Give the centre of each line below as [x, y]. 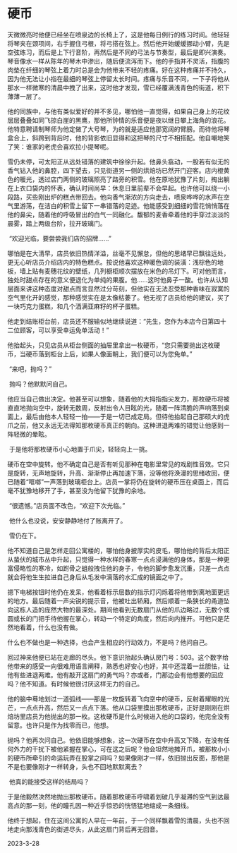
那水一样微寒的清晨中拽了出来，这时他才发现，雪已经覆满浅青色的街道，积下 [119, 87]
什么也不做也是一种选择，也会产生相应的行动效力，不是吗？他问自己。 [109, 642]
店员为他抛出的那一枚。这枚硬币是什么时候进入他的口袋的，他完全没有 [128, 716]
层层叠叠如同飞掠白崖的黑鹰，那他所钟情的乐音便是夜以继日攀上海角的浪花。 [119, 120]
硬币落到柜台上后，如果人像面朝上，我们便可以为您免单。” [109, 353]
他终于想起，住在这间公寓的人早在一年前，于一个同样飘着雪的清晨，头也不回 [119, 820]
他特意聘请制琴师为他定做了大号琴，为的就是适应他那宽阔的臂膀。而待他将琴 [119, 129]
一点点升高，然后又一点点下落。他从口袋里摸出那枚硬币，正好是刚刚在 [121, 707]
